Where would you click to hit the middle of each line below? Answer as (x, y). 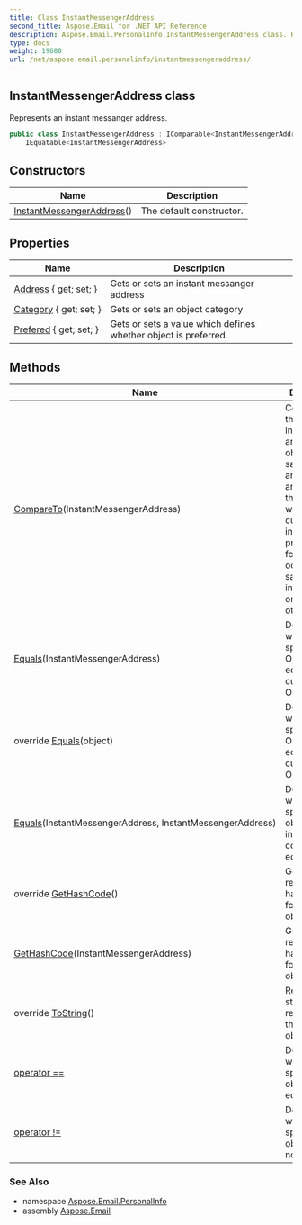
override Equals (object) (64, 741)
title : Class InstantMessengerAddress (82, 18)
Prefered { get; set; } (56, 329)
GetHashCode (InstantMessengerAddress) (102, 953)
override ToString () (54, 1013)
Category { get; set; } (58, 310)
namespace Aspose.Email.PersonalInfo (95, 1202)
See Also (29, 1182)
